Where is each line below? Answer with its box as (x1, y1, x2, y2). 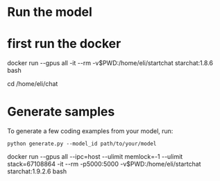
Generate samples (7, 104, 115, 120)
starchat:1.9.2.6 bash (7, 167, 67, 175)
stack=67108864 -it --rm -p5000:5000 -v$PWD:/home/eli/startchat (7, 160, 201, 169)
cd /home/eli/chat (7, 80, 58, 88)
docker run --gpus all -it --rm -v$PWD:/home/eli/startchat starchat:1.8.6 (7, 59, 214, 67)
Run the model (7, 4, 92, 20)
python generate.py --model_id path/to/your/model (7, 140, 157, 148)
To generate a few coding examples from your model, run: (7, 127, 174, 135)
